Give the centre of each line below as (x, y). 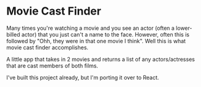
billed (13, 34)
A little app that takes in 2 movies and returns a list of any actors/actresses (100, 59)
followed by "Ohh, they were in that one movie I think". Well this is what (96, 41)
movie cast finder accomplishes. (47, 47)
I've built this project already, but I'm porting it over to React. (83, 77)
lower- (184, 28)
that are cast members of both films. (52, 66)
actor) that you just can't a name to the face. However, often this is (105, 34)
